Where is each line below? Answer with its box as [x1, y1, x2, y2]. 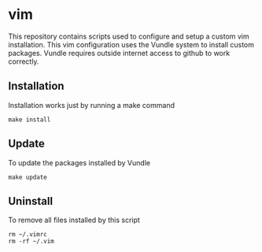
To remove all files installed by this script [8, 215, 140, 225]
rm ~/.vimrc [8, 231, 47, 239]
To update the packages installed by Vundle [8, 157, 151, 167]
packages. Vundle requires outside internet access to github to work [8, 48, 231, 57]
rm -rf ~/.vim [8, 238, 55, 246]
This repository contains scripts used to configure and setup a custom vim [8, 31, 249, 41]
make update [8, 173, 47, 181]
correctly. [8, 57, 39, 66]
